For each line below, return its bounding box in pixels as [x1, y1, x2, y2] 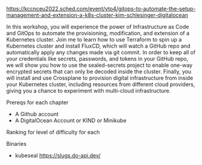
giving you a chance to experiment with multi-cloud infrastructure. [6, 87, 171, 94]
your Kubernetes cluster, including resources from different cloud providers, [6, 81, 195, 88]
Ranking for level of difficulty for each [6, 129, 100, 135]
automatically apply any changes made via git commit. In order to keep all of [6, 49, 196, 56]
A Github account [14, 111, 59, 117]
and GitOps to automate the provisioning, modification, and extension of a [6, 30, 190, 37]
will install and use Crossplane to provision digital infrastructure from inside [6, 75, 194, 81]
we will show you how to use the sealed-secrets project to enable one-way [6, 61, 193, 69]
